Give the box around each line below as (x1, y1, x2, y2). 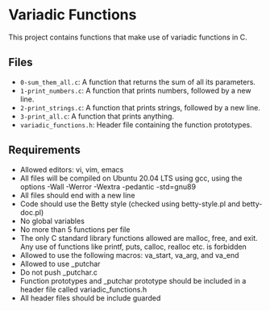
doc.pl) (19, 207, 44, 217)
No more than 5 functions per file (19, 224, 131, 234)
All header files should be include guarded (19, 292, 161, 303)
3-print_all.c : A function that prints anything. (19, 111, 175, 121)
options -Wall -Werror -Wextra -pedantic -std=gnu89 (19, 181, 196, 191)
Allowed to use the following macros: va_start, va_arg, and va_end (19, 250, 239, 259)
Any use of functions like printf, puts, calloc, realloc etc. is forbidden (19, 242, 247, 251)
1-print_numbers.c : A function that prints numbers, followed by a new (19, 85, 251, 95)
